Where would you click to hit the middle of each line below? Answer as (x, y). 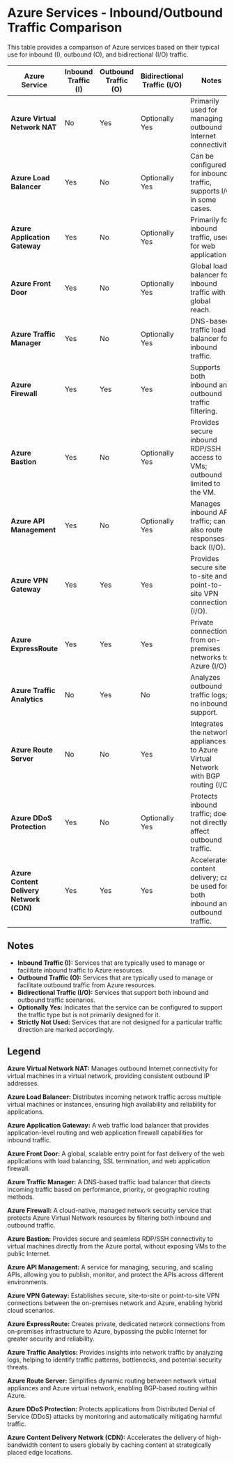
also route (206, 530)
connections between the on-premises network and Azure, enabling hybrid (115, 1303)
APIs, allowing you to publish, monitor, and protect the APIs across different (116, 1274)
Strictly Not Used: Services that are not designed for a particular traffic (120, 1022)
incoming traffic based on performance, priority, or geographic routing (108, 1189)
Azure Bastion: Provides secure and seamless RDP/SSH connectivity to (110, 1239)
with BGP (205, 776)
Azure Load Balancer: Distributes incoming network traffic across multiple (114, 1097)
